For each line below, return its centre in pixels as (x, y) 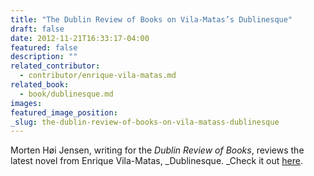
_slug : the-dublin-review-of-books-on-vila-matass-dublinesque (145, 122)
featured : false (44, 47)
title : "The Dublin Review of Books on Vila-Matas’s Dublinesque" (151, 19)
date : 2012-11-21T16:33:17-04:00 (80, 38)
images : (26, 103)
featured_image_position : (64, 112)
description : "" (44, 57)
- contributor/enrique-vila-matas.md (98, 76)
